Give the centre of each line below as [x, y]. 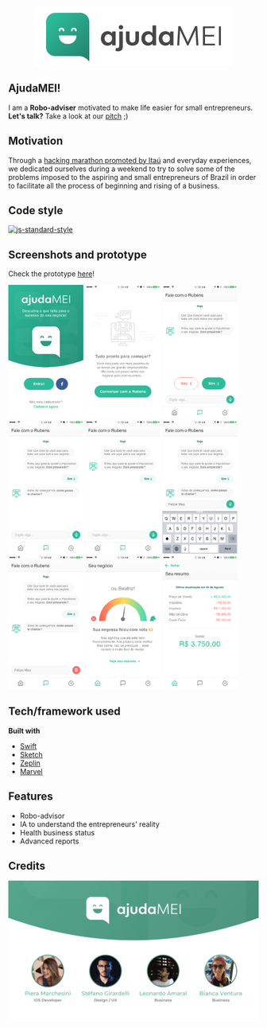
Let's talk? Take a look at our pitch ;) [68, 116]
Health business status [57, 832]
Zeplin [30, 763]
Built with [24, 730]
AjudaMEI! [35, 89]
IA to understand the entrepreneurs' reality [90, 824]
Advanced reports [49, 841]
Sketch [31, 754]
